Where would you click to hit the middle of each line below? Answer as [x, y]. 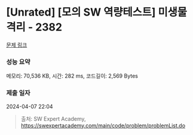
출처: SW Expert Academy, [53, 119]
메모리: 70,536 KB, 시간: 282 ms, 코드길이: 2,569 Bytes [72, 76]
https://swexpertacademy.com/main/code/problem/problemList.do [103, 125]
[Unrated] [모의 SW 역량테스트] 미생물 [96, 12]
